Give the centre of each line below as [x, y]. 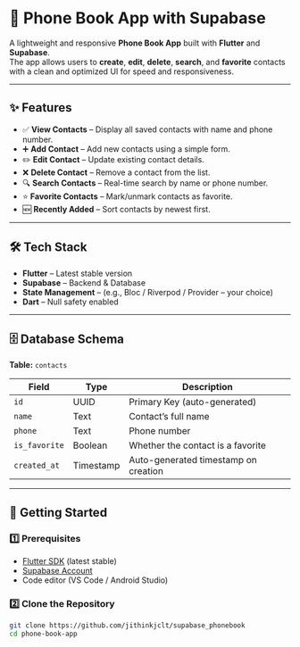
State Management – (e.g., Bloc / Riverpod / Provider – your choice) [148, 292]
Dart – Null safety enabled [70, 302]
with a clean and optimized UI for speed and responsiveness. [122, 71]
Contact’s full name [169, 417]
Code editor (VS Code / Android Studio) [95, 580]
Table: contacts [38, 365]
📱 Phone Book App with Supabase [137, 18]
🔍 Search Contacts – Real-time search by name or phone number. [145, 183]
